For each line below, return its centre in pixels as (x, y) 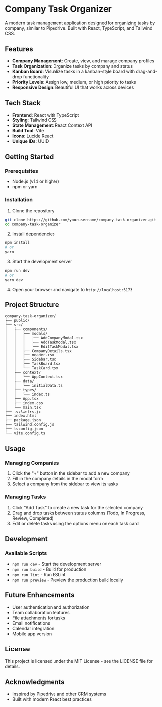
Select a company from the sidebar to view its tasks (65, 484)
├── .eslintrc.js (23, 412)
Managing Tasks (26, 497)
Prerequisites (22, 171)
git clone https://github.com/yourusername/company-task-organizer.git (81, 220)
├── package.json (23, 420)
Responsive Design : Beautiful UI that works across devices (73, 87)
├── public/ (17, 321)
